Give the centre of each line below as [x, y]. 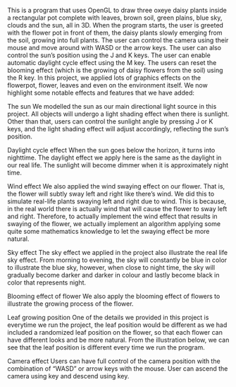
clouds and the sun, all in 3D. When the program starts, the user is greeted [116, 25]
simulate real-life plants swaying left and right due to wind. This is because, [117, 201]
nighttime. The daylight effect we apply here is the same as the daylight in [114, 157]
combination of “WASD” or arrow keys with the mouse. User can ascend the [118, 369]
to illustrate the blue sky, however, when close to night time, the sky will [111, 267]
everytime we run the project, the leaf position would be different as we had [117, 325]
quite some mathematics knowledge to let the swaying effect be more [108, 231]
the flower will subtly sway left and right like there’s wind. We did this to [111, 194]
